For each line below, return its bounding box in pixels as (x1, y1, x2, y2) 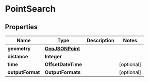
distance (7, 53, 28, 60)
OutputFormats (44, 69, 81, 76)
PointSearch (5, 3, 56, 15)
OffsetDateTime (44, 61, 83, 67)
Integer (44, 53, 62, 60)
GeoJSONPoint (44, 45, 80, 52)
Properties (5, 23, 38, 31)
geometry (7, 45, 31, 52)
